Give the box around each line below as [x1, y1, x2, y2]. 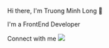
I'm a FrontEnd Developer [7, 20, 80, 28]
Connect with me [7, 35, 57, 42]
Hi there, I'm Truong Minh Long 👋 [7, 7, 103, 15]
